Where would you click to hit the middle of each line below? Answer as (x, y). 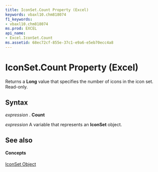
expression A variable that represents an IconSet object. (64, 124)
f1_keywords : (19, 19)
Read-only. (17, 87)
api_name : (16, 33)
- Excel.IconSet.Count (29, 38)
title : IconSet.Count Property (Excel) (47, 10)
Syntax (17, 103)
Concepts (16, 153)
